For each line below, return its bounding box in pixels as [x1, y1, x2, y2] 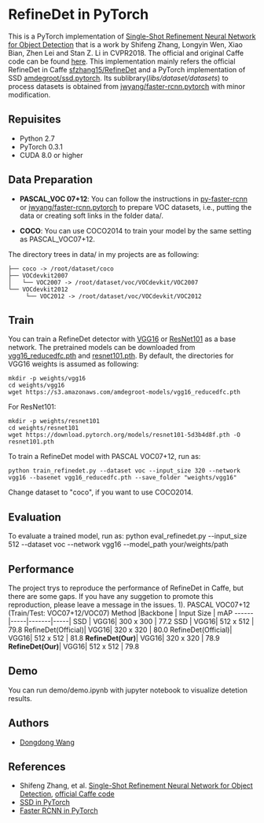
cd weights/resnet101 [8, 424, 79, 432]
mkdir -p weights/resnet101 [8, 417, 101, 425]
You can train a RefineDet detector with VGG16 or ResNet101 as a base [8, 334, 236, 344]
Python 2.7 [19, 134, 55, 143]
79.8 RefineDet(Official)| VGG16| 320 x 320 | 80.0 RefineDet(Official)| [8, 625, 233, 634]
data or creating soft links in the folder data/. [19, 211, 163, 220]
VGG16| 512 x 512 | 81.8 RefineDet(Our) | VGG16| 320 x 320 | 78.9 [8, 634, 220, 642]
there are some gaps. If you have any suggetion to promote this [8, 592, 214, 601]
